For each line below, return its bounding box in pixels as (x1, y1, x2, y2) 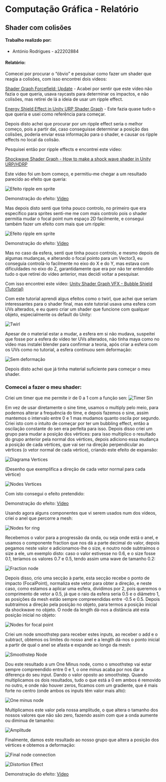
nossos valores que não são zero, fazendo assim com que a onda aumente (5, 712, 158, 718)
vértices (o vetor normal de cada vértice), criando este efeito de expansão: (5, 447, 158, 453)
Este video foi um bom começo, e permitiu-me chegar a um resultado (5, 171, 147, 177)
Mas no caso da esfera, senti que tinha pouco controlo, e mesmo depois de (5, 250, 160, 256)
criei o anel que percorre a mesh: (5, 515, 73, 521)
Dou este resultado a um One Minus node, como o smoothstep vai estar (5, 661, 152, 668)
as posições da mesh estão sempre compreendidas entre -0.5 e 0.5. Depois (5, 596, 160, 602)
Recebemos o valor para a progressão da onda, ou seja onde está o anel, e (5, 535, 159, 541)
